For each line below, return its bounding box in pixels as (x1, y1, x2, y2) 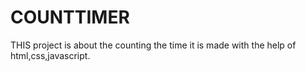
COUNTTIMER (10, 6, 130, 29)
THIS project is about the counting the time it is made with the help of (10, 39, 297, 51)
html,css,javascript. (10, 49, 91, 61)
